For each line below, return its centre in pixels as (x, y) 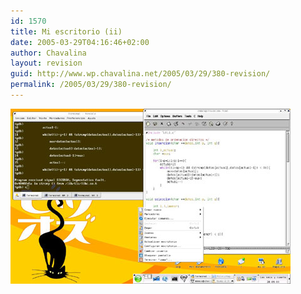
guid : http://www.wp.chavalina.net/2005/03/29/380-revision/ (140, 74)
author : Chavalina (48, 53)
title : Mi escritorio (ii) (66, 31)
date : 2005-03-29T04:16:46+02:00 (80, 42)
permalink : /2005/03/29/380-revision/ (91, 85)
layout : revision (46, 63)
